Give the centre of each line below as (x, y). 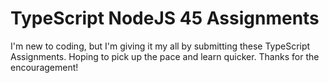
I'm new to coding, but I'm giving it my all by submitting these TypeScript (160, 46)
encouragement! (44, 67)
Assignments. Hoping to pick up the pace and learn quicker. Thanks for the (165, 56)
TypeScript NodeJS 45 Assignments (165, 18)
